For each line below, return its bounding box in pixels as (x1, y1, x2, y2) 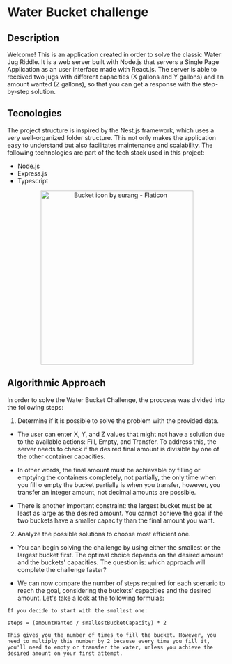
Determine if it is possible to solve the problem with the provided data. (17, 416, 219, 425)
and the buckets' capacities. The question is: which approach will (17, 558, 206, 566)
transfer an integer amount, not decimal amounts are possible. (17, 488, 196, 496)
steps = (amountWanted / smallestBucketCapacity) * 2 (7, 619, 167, 626)
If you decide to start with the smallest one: (7, 607, 148, 614)
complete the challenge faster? (17, 565, 107, 573)
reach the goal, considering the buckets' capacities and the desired (17, 586, 211, 594)
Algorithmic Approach (7, 377, 106, 389)
